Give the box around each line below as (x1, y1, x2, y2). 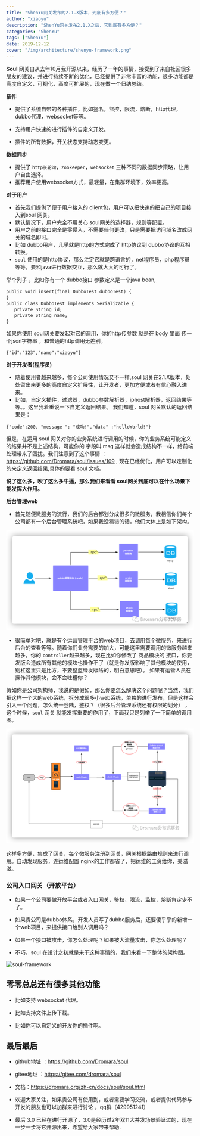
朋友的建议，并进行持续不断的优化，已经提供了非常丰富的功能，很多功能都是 (6, 72, 194, 80)
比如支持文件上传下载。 (14, 1009, 73, 1016)
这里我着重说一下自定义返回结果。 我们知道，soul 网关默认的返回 (27, 403, 187, 411)
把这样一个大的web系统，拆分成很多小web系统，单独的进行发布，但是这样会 (6, 694, 194, 702)
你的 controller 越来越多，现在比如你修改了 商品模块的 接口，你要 (30, 651, 192, 659)
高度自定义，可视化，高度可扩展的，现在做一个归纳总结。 (6, 80, 147, 87)
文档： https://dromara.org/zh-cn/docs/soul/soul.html (14, 1083, 146, 1090)
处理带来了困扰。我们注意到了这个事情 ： (6, 450, 107, 457)
